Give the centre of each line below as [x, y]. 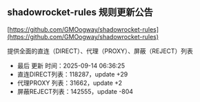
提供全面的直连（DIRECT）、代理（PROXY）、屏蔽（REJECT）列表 [100, 51]
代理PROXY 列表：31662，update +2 [70, 83]
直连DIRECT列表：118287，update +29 [72, 74]
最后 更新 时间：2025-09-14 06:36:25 [71, 65]
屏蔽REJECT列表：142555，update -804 [75, 91]
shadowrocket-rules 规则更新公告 [80, 12]
